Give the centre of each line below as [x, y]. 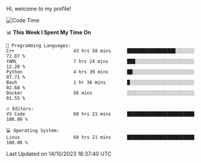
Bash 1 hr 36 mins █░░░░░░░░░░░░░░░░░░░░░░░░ [100, 82]
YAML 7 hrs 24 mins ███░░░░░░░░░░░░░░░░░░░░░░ [100, 61]
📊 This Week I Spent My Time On [49, 32]
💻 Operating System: [33, 131]
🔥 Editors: [20, 109]
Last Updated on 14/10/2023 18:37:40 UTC [59, 154]
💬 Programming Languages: [38, 46]
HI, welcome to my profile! [39, 9]
